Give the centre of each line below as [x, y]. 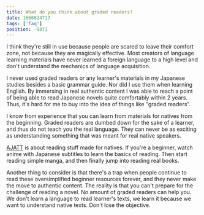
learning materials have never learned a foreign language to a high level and [102, 60]
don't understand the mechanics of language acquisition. [78, 66]
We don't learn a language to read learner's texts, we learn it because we [99, 199]
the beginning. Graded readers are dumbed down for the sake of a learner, [100, 123]
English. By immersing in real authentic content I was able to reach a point [100, 91]
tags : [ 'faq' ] [25, 23]
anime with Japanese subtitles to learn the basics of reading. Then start [97, 154]
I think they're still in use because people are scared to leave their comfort [100, 47]
